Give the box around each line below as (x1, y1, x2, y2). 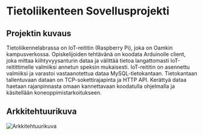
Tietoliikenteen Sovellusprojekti (6, 4, 170, 18)
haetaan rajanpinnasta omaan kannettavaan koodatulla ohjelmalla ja (6, 83, 175, 90)
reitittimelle (6, 63, 35, 71)
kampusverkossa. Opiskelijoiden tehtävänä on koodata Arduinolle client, (6, 51, 186, 58)
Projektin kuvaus (6, 28, 72, 39)
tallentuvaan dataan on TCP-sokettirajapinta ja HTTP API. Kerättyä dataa (6, 77, 187, 83)
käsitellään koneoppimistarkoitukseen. (6, 89, 102, 96)
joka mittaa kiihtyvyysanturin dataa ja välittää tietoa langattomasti (6, 57, 170, 64)
